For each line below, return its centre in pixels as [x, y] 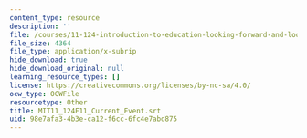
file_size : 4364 [40, 43]
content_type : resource [55, 18]
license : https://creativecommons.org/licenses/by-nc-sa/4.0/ [130, 85]
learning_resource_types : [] [65, 77]
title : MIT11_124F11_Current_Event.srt [85, 111]
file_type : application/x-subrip [73, 52]
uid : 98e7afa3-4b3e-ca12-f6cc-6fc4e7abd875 [94, 119]
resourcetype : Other [49, 102]
